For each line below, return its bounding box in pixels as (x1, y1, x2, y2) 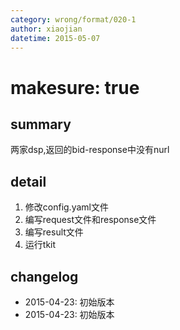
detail (10, 173, 47, 190)
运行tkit (24, 239, 57, 251)
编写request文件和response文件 (24, 214, 157, 226)
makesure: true (10, 76, 140, 99)
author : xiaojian (10, 24, 83, 34)
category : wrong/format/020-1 (10, 14, 137, 25)
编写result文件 (24, 226, 84, 238)
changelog (10, 268, 79, 285)
